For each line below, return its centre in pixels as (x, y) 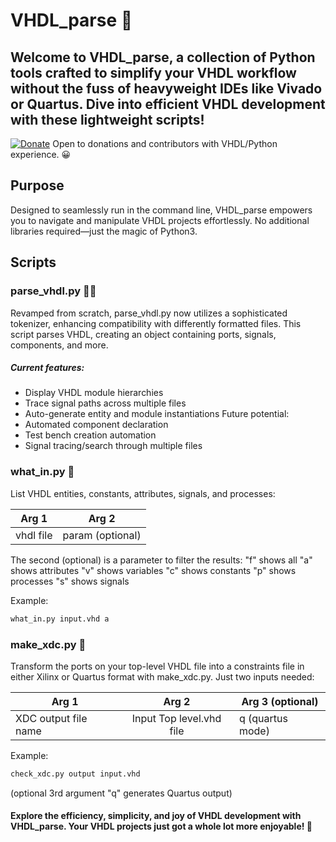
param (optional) (102, 535)
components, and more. (59, 345)
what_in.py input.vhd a (60, 619)
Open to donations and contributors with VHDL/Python (165, 143)
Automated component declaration (96, 425)
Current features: (47, 368)
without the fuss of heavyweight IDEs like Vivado (166, 88)
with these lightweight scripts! (107, 119)
